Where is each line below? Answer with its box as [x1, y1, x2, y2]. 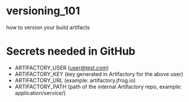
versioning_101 [6, 4, 80, 18]
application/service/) [14, 89, 66, 96]
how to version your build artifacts [6, 24, 90, 31]
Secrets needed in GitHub [6, 44, 136, 58]
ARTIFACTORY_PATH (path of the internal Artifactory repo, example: [14, 83, 182, 90]
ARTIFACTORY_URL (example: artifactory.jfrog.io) [14, 76, 136, 84]
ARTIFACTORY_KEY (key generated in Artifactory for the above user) [14, 70, 184, 78]
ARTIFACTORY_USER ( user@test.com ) [14, 64, 109, 71]
